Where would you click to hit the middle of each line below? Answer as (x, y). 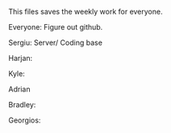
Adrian (19, 89)
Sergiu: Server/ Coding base (56, 42)
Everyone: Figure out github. (56, 27)
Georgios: (25, 120)
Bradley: (22, 105)
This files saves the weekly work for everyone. (85, 12)
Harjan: (21, 58)
